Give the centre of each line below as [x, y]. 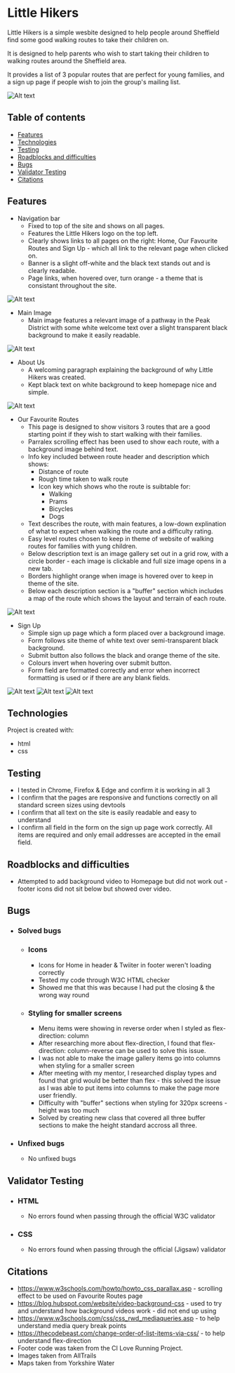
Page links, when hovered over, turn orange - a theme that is [115, 278]
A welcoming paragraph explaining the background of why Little [121, 369]
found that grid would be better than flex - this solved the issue [129, 1080]
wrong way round [64, 995]
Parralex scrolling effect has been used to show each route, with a [123, 442]
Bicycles [61, 509]
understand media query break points [72, 1326]
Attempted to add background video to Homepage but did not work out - [122, 881]
